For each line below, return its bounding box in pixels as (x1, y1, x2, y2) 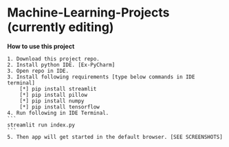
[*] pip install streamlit (19, 85, 97, 92)
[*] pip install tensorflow (19, 103, 100, 111)
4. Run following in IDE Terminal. (7, 109, 109, 116)
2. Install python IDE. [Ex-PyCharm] (7, 61, 116, 68)
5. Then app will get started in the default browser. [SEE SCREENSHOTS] (7, 133, 223, 140)
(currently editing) (7, 19, 114, 35)
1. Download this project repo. (7, 55, 100, 63)
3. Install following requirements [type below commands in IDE (7, 73, 195, 80)
